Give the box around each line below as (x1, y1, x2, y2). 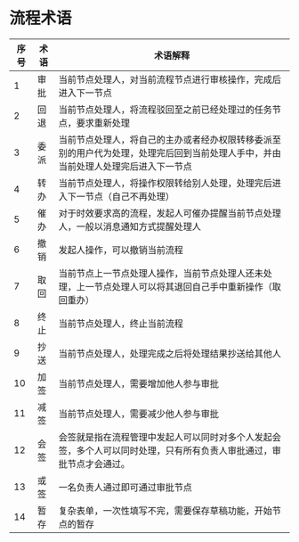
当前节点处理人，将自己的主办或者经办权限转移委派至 (58, 133, 282, 145)
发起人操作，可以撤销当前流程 (58, 243, 184, 256)
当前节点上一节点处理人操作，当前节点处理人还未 (58, 267, 264, 279)
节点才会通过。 (67, 457, 131, 470)
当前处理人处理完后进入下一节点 (58, 160, 193, 172)
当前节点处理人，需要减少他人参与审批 (58, 407, 220, 420)
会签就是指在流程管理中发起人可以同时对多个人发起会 (58, 431, 282, 443)
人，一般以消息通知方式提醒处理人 (58, 220, 202, 233)
